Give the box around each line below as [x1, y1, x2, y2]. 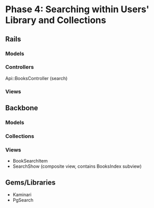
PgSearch [12, 197, 34, 203]
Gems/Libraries [5, 178, 56, 187]
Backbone [5, 103, 38, 113]
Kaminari [12, 192, 32, 198]
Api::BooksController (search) [5, 75, 68, 81]
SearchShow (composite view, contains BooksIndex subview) [12, 163, 142, 169]
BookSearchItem [12, 158, 48, 164]
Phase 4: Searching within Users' [5, 4, 149, 15]
